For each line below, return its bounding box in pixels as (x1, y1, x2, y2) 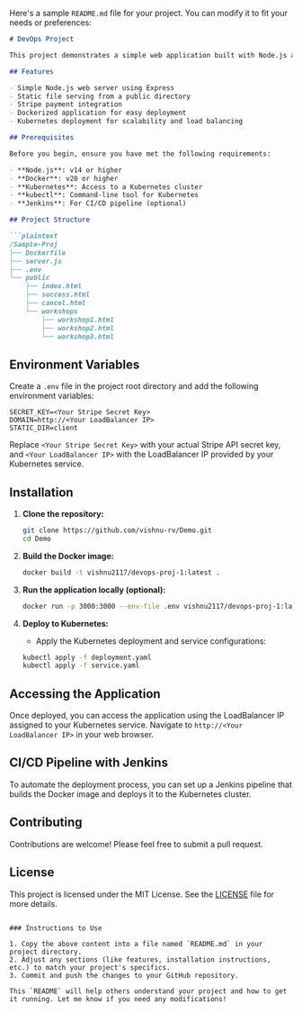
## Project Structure (9, 215, 91, 224)
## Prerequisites (9, 133, 75, 142)
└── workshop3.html (41, 332, 115, 341)
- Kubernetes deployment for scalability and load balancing (9, 117, 244, 126)
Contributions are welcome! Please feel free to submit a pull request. (9, 838, 263, 849)
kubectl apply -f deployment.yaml (22, 653, 152, 662)
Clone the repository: (22, 509, 104, 519)
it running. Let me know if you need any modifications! (9, 994, 227, 1003)
